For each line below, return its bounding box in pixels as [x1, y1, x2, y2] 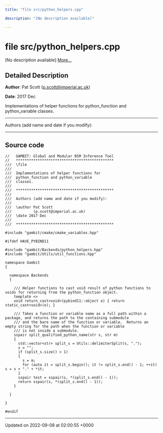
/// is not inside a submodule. [14, 328, 79, 333]
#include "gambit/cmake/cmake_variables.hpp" [5, 231, 98, 235]
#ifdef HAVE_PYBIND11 [5, 239, 49, 244]
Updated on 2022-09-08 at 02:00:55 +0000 [5, 422, 94, 428]
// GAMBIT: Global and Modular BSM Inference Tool [5, 154, 114, 159]
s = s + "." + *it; [5, 367, 45, 372]
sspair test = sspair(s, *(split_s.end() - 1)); [17, 375, 118, 380]
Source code [5, 141, 45, 149]
